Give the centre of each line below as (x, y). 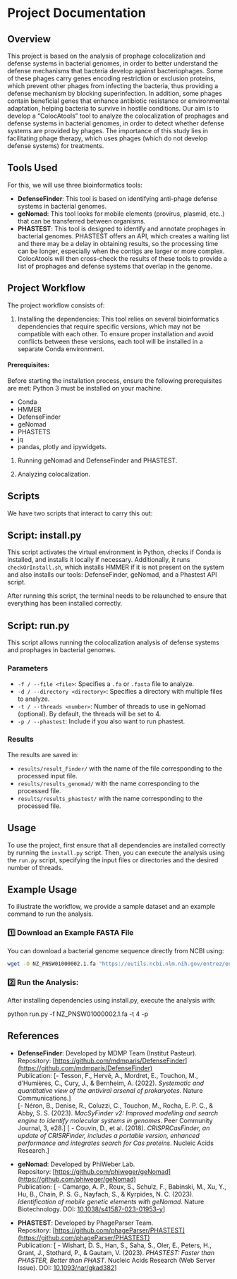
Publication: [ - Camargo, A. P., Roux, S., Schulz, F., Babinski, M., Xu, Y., (122, 1187)
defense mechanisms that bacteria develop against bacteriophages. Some (115, 71)
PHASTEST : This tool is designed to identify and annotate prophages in (121, 228)
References (33, 1036)
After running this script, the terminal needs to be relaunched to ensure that (117, 596)
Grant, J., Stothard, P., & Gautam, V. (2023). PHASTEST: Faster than (116, 1252)
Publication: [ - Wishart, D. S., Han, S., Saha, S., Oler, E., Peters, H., (114, 1245)
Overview (29, 39)
